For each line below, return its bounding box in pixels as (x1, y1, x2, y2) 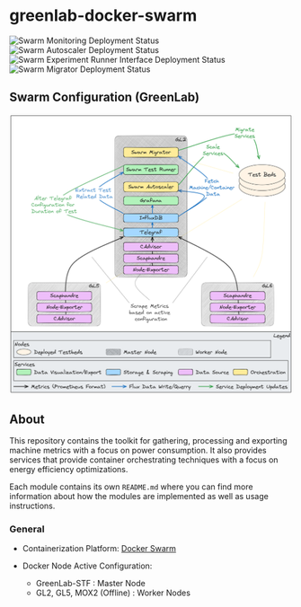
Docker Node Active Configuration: (22, 560, 153, 571)
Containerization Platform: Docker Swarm (22, 543, 177, 554)
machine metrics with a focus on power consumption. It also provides (9, 445, 267, 456)
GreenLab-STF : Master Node (35, 578, 146, 589)
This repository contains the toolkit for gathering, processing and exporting (9, 435, 288, 446)
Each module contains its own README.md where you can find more (9, 481, 253, 492)
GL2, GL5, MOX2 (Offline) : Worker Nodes (35, 587, 191, 598)
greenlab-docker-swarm (9, 5, 198, 26)
